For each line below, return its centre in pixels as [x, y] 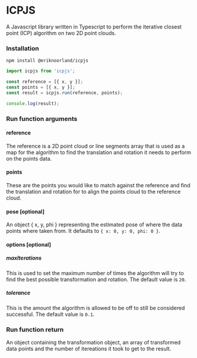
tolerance [18, 293]
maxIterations [24, 258]
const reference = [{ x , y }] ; [45, 82]
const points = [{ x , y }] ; [41, 87]
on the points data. [29, 158]
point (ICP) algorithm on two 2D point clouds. [61, 33]
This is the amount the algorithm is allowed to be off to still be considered [96, 308]
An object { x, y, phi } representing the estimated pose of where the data [94, 225]
